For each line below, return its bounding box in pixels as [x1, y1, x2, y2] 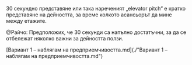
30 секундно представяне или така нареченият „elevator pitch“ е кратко [6, 5, 186, 12]
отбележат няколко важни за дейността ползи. [6, 35, 124, 42]
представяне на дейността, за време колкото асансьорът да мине [6, 11, 172, 18]
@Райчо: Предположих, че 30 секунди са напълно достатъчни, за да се [6, 29, 187, 36]
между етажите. [6, 18, 47, 24]
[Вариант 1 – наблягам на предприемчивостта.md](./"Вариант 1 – [6, 46, 168, 53]
